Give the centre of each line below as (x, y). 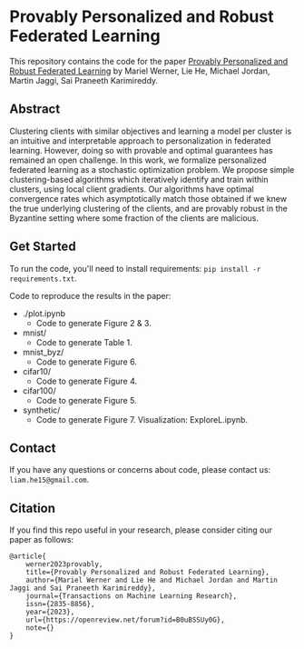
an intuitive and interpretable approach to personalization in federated (140, 140)
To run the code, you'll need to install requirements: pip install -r (135, 268)
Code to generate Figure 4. (87, 381)
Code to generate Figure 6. (87, 362)
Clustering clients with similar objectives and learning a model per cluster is (151, 131)
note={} (40, 628)
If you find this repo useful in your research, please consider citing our (141, 530)
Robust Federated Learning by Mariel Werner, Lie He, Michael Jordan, (140, 71)
